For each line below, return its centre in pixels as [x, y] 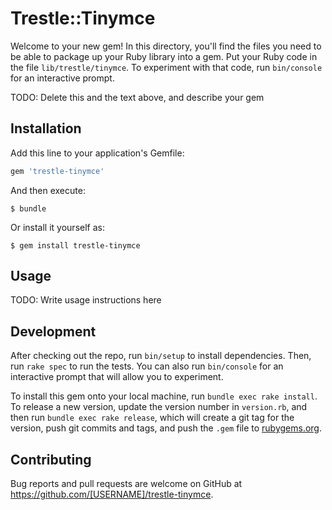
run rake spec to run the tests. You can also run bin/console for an [147, 366]
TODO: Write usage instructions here [86, 300]
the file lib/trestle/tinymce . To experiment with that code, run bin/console [166, 67]
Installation [46, 128]
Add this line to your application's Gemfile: [97, 153]
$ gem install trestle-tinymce [75, 245]
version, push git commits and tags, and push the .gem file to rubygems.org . [166, 428]
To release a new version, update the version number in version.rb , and [159, 407]
